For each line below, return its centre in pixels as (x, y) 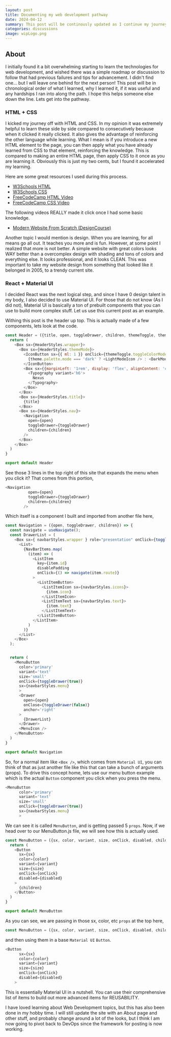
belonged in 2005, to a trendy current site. (50, 270)
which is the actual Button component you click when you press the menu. (83, 778)
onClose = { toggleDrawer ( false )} (57, 705)
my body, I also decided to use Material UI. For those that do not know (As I (84, 300)
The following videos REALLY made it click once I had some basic (74, 212)
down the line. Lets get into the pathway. (48, 99)
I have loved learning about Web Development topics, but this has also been (85, 1007)
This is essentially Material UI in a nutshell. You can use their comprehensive (85, 992)
